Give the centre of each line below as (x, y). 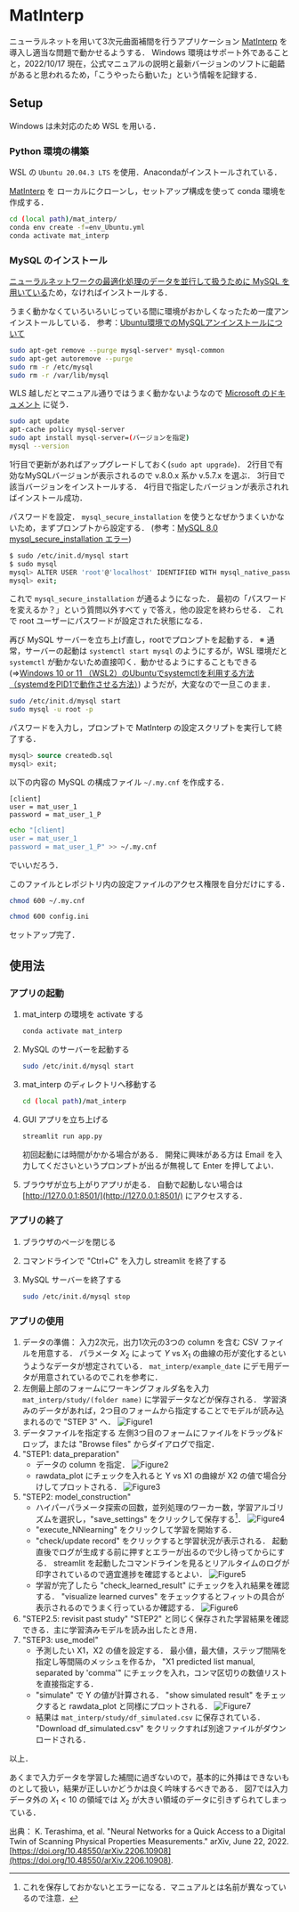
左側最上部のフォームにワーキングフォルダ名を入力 (115, 1388)
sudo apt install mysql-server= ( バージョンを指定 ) (100, 438)
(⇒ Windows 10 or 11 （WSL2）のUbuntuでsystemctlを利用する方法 (132, 673)
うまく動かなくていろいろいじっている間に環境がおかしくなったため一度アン (149, 311)
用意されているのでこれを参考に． (100, 1377)
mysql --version (39, 446)
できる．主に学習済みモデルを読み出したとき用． (112, 1630)
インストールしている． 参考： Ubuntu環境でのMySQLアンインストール (138, 322)
